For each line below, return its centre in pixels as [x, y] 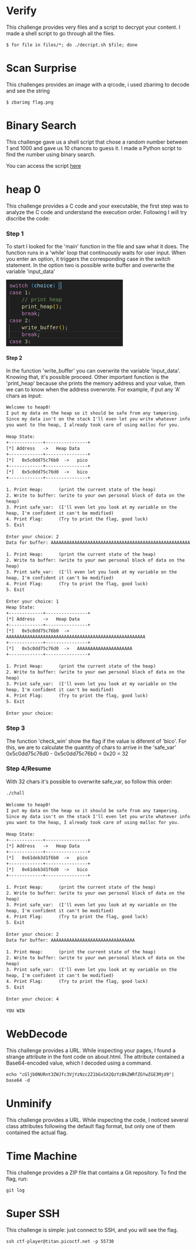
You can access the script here [43, 165]
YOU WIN [16, 1010]
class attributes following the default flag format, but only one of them [91, 1126]
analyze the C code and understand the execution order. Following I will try [97, 212]
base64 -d [18, 1080]
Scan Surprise [41, 68]
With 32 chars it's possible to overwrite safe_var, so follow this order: [89, 782]
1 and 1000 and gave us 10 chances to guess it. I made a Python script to [94, 148]
